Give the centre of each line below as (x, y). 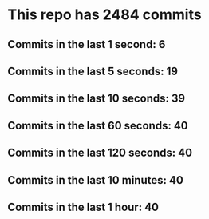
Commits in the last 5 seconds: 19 (93, 71)
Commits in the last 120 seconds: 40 (100, 153)
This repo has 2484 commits (104, 15)
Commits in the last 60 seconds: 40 (98, 125)
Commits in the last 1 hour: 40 (83, 207)
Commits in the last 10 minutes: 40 (96, 180)
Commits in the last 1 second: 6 (87, 44)
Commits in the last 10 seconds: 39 (96, 99)
